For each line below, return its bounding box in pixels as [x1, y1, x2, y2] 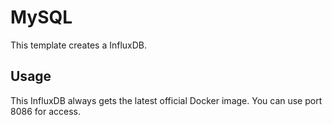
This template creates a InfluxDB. [10, 39, 148, 51]
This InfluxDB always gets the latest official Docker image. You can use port [10, 94, 323, 106]
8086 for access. [10, 105, 81, 117]
